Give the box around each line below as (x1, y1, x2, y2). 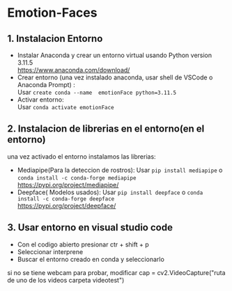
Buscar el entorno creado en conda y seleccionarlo (17, 255, 165, 263)
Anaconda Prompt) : (17, 81, 75, 88)
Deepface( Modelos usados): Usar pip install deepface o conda (17, 188, 203, 196)
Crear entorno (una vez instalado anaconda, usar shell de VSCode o (17, 73, 213, 81)
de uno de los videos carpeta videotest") (7, 276, 125, 284)
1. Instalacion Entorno (7, 33, 103, 45)
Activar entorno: (17, 95, 64, 104)
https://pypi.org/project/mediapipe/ (17, 180, 119, 189)
